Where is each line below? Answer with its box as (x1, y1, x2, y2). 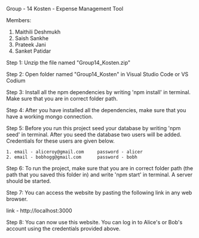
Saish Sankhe (14, 35, 49, 41)
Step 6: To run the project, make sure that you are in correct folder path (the (6, 165, 193, 171)
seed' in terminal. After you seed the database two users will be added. (6, 131, 182, 138)
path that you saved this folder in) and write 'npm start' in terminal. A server (6, 171, 193, 178)
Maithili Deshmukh (14, 28, 61, 35)
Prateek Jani (14, 41, 46, 48)
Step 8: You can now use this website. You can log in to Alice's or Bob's (6, 219, 183, 225)
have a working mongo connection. (6, 113, 93, 120)
